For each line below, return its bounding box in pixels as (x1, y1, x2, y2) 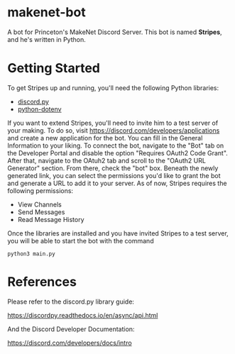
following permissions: (7, 186, 73, 195)
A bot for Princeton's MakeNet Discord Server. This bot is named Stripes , (7, 28, 222, 36)
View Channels (17, 200, 62, 209)
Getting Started (7, 60, 101, 77)
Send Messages (17, 207, 65, 216)
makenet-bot (7, 4, 87, 21)
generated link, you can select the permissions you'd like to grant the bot (7, 171, 221, 179)
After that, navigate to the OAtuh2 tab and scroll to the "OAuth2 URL (7, 156, 206, 165)
